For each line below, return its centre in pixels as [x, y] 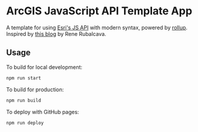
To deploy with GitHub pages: [43, 112]
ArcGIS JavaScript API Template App [99, 11]
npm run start [24, 78]
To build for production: [35, 89]
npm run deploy [25, 123]
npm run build [24, 100]
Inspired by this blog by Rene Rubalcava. [56, 33]
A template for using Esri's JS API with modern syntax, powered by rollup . [97, 27]
